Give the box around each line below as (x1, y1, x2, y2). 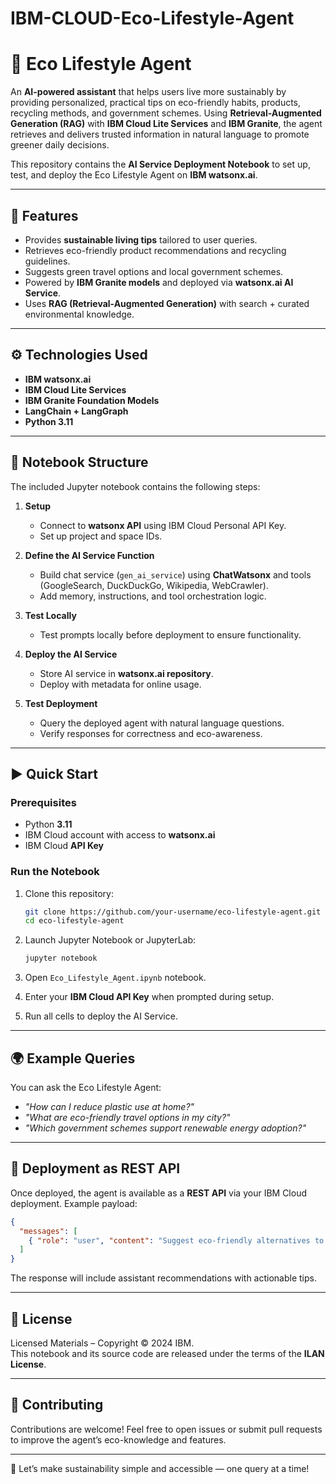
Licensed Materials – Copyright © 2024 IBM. (10, 1337, 195, 1349)
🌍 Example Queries (10, 1050, 136, 1067)
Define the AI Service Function (24, 549, 155, 561)
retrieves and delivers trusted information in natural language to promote (10, 128, 310, 141)
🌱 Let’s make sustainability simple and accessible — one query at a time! (10, 1462, 310, 1474)
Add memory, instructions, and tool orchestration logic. (39, 590, 267, 602)
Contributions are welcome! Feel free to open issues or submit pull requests (10, 1423, 323, 1435)
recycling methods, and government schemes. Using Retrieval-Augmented (10, 107, 322, 119)
